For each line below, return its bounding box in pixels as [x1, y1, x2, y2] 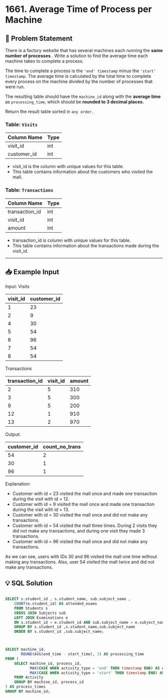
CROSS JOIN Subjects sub [14, 610, 66, 615]
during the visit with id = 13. [12, 506, 69, 512]
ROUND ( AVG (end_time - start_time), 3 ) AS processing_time [20, 652, 144, 657]
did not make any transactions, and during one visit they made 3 [12, 528, 145, 534]
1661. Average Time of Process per [5, 4, 152, 15]
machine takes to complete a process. [5, 58, 84, 64]
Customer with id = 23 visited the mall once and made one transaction [12, 490, 157, 497]
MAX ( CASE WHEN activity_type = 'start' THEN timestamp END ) [29, 670, 157, 675]
